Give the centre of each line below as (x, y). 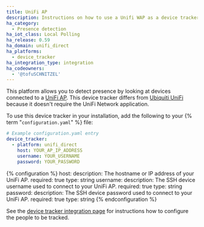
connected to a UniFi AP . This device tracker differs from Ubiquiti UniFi (95, 98)
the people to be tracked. (38, 217)
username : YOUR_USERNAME (49, 156)
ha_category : (23, 23)
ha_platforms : (24, 52)
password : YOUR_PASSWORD (49, 161)
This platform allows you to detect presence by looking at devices (89, 91)
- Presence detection (39, 29)
